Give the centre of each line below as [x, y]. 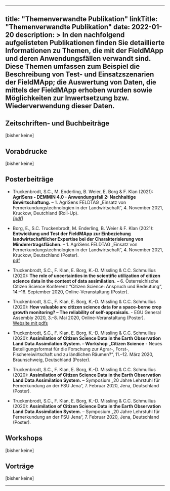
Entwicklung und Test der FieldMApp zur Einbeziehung [72, 234]
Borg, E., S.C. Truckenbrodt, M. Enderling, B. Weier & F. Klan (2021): [83, 228]
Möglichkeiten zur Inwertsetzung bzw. [67, 98]
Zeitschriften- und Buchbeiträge [57, 123]
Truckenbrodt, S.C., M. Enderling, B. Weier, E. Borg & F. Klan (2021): [83, 191]
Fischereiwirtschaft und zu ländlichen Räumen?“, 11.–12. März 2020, [83, 354]
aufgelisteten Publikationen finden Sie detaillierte [85, 43]
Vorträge [20, 466]
